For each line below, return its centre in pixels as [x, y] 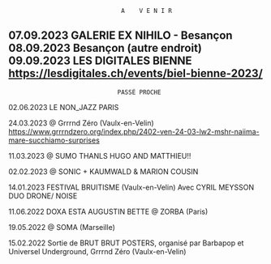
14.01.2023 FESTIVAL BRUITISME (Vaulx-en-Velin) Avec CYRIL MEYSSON [131, 187]
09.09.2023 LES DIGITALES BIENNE [100, 61]
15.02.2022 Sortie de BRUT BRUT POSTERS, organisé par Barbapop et [126, 243]
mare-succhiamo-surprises [54, 140]
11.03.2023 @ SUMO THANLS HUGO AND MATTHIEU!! [100, 155]
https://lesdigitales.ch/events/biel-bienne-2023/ [136, 73]
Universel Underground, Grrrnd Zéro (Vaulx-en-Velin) [97, 251]
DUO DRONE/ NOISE [43, 196]
